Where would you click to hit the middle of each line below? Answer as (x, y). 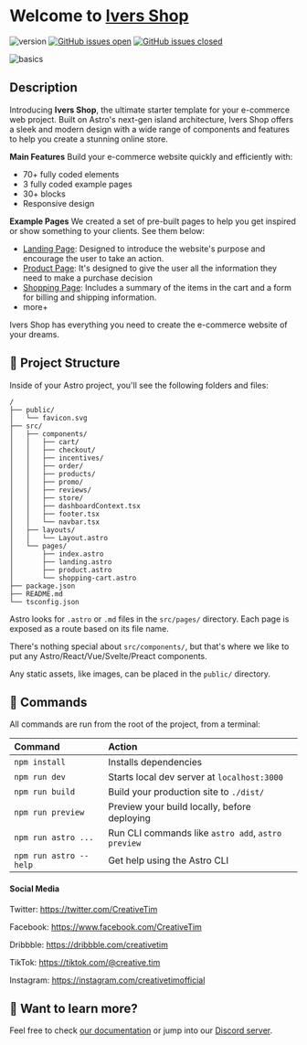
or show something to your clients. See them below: (107, 230)
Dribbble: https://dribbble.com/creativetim (89, 944)
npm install (40, 762)
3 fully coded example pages (77, 184)
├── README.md (37, 594)
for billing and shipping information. (90, 297)
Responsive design (58, 203)
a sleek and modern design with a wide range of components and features (150, 129)
